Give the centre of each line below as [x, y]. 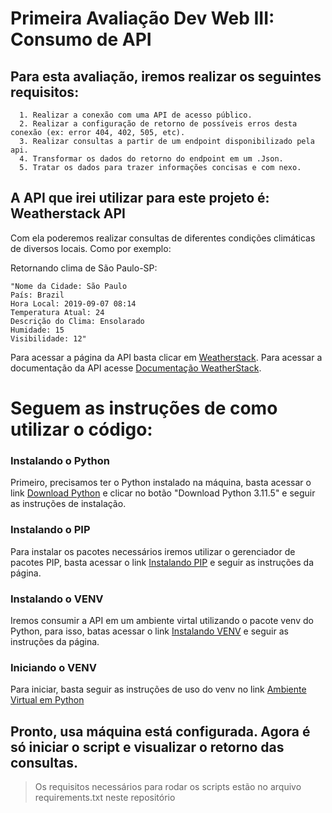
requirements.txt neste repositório [105, 797]
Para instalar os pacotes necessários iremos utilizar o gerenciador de [153, 551]
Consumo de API [81, 39]
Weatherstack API [68, 213]
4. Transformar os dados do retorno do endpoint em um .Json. [151, 159]
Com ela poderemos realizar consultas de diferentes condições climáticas [163, 238]
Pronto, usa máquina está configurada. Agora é [160, 731]
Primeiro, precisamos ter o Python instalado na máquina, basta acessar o [161, 483]
